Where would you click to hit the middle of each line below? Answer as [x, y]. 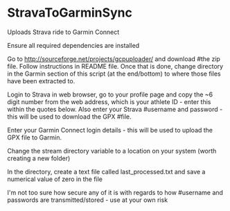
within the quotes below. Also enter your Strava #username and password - [115, 109]
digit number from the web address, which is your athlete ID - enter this [109, 101]
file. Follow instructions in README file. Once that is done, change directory [115, 66]
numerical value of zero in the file [55, 179]
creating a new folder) [39, 158]
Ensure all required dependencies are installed [73, 45]
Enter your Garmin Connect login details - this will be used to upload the [110, 130]
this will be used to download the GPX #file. [69, 117]
